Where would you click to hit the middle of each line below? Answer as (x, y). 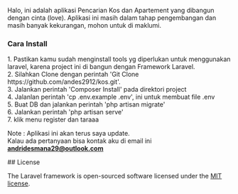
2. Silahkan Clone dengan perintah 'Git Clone (73, 75)
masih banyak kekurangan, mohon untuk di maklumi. (85, 25)
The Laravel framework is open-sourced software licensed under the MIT (115, 176)
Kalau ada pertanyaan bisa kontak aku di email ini (80, 141)
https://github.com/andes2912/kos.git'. (64, 82)
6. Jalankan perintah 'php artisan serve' (65, 112)
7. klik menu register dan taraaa (53, 119)
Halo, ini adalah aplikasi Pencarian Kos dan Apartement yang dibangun (111, 10)
